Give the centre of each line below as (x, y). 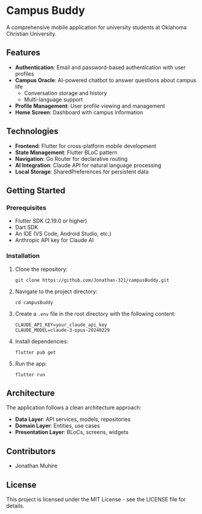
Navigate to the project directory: (56, 291)
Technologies (33, 132)
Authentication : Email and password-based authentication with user (100, 67)
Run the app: (31, 363)
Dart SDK (27, 227)
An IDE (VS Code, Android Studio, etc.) (63, 234)
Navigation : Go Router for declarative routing (71, 158)
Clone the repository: (41, 269)
